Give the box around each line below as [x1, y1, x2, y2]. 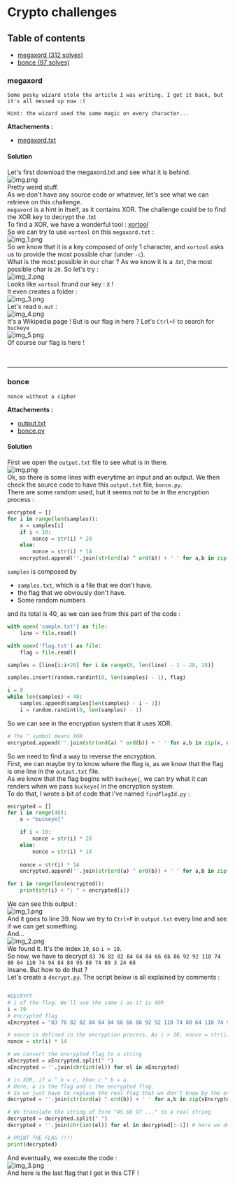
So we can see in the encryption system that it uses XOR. [7, 719, 173, 728]
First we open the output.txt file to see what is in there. [7, 458, 169, 466]
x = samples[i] [20, 522, 64, 529]
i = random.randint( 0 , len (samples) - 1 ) [20, 706, 142, 713]
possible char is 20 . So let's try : [7, 265, 99, 273]
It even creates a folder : [7, 287, 78, 296]
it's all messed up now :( [7, 98, 86, 105]
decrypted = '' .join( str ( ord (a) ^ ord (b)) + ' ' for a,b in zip [7, 1096, 199, 1103]
